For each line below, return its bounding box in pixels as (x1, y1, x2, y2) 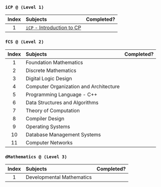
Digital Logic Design (26, 75, 72, 82)
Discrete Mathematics (26, 67, 76, 74)
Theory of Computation (26, 107, 80, 114)
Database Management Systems (26, 131, 101, 138)
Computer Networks (26, 139, 73, 146)
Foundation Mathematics (26, 59, 83, 66)
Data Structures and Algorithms (26, 99, 98, 106)
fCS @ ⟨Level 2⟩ (5, 39, 44, 45)
